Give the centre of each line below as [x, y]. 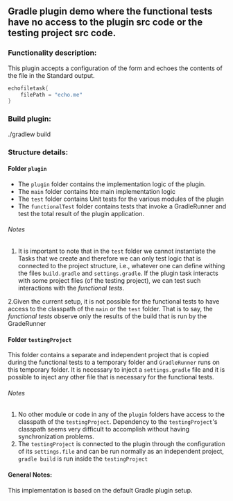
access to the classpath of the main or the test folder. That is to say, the [111, 309]
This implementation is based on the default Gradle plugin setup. [100, 490]
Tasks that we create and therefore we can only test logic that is [110, 258]
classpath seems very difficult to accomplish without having [104, 429]
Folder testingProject [40, 339]
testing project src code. [62, 33]
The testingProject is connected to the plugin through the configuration [121, 444]
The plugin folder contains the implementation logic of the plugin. [112, 184]
